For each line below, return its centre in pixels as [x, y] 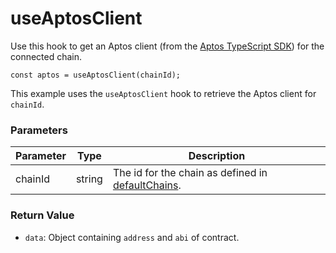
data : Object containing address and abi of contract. [132, 237]
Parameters [39, 130]
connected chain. [46, 56]
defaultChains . [147, 185]
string [89, 179]
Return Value [42, 215]
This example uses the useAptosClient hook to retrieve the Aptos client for [163, 93]
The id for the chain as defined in [190, 173]
